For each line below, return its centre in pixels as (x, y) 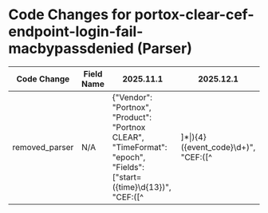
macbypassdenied (71, 49)
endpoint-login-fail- (76, 32)
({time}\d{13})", (142, 187)
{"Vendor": (132, 97)
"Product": (132, 117)
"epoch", (129, 157)
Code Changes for (70, 15)
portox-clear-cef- (194, 15)
